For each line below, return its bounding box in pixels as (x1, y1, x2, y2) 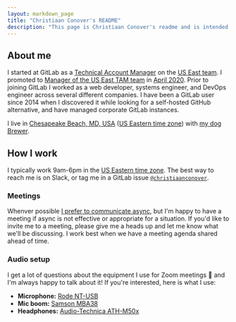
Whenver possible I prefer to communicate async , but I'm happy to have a (7, 207, 222, 216)
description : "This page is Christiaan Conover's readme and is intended (7, 23, 229, 30)
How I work (7, 147, 58, 159)
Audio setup (7, 254, 51, 264)
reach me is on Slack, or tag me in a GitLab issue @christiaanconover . (7, 173, 209, 182)
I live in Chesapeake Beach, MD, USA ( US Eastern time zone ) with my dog (7, 119, 222, 128)
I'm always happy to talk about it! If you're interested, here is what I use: (7, 278, 216, 286)
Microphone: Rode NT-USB (17, 292, 99, 300)
